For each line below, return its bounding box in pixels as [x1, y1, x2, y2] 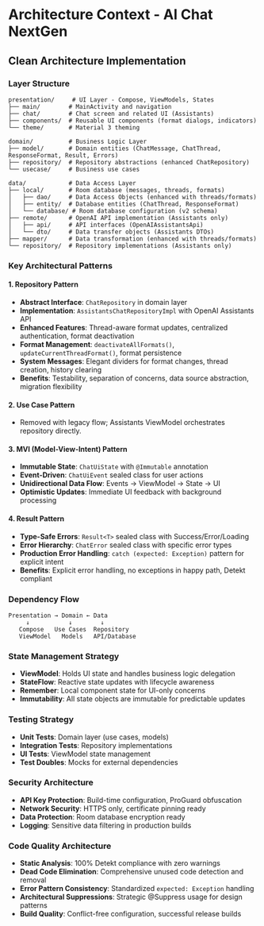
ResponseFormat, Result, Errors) [8, 151, 119, 160]
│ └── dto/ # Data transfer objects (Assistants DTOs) [8, 228, 215, 236]
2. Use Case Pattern [8, 399, 75, 410]
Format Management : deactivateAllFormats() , [19, 340, 175, 349]
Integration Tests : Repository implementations [19, 740, 173, 750]
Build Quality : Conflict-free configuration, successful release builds [19, 909, 242, 919]
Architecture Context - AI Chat [8, 6, 213, 24]
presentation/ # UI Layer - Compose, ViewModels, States [8, 95, 215, 104]
